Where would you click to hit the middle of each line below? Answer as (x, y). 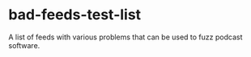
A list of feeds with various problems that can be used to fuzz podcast (125, 37)
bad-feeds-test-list (75, 15)
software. (24, 45)
